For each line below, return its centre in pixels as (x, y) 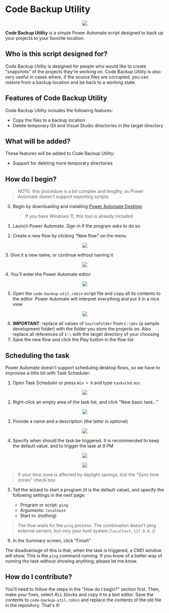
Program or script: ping (44, 505)
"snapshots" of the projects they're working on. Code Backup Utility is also (83, 71)
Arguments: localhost (43, 510)
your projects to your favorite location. (45, 38)
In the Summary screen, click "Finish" (52, 541)
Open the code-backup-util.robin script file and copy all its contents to (87, 293)
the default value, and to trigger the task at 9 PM (63, 446)
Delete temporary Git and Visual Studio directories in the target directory (88, 125)
